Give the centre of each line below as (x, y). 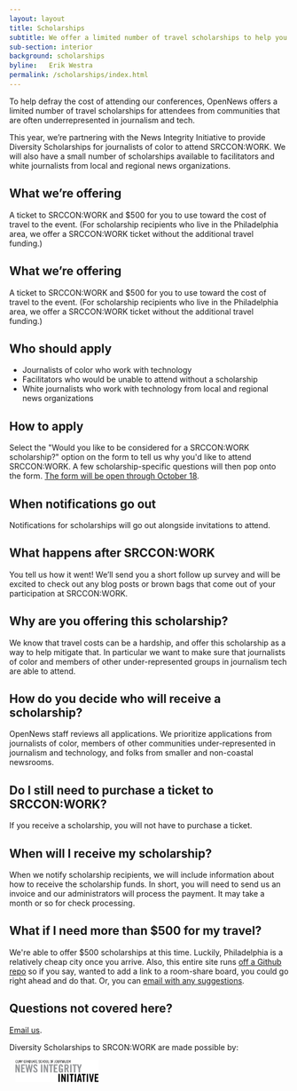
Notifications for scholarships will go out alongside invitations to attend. (140, 525)
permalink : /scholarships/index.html (79, 75)
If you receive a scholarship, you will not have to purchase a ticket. (131, 826)
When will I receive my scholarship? (111, 854)
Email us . (26, 1030)
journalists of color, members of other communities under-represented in (143, 743)
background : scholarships (57, 56)
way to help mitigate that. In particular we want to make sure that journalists (148, 652)
